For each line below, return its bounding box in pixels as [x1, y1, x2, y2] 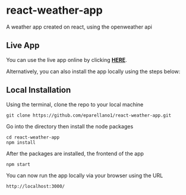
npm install [6, 139, 36, 146]
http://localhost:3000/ [6, 183, 65, 189]
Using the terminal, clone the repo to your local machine [6, 100, 144, 108]
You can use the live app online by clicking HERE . [6, 56, 127, 63]
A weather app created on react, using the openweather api [6, 23, 153, 30]
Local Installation [6, 85, 71, 95]
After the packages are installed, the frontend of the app [6, 150, 144, 157]
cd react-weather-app [6, 134, 60, 140]
